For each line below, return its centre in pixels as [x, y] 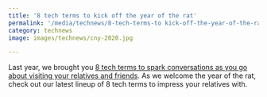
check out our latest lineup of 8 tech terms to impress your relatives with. [128, 84]
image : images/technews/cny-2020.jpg [71, 38]
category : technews [41, 30]
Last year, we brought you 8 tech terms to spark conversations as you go [128, 68]
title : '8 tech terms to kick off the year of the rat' [103, 16]
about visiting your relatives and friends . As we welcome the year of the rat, [132, 76]
